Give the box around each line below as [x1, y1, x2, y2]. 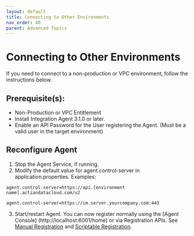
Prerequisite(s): [6, 93, 65, 103]
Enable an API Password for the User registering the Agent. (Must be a [14, 122, 186, 129]
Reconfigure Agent [6, 145, 78, 155]
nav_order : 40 [6, 19, 41, 25]
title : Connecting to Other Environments [6, 14, 110, 20]
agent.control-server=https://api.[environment [6, 184, 126, 191]
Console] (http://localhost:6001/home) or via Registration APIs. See [14, 217, 178, 224]
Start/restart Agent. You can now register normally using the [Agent [14, 210, 179, 217]
